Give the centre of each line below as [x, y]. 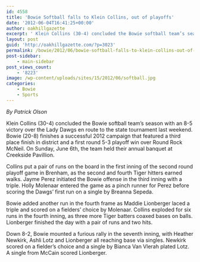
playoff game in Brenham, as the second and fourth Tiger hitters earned [94, 173]
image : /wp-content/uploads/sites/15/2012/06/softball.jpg [81, 78]
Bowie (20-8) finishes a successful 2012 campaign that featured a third [93, 136]
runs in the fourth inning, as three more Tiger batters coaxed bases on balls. [99, 216]
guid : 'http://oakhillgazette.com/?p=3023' [61, 45]
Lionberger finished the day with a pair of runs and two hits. [79, 222]
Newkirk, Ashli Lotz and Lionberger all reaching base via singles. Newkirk [96, 240]
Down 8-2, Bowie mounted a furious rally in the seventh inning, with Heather [100, 233]
